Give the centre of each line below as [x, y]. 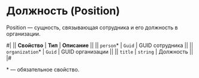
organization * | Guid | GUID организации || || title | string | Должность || [100, 51]
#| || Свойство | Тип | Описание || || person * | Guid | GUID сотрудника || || [100, 45]
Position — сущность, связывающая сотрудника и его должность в [92, 27]
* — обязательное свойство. [43, 69]
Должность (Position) [63, 11]
